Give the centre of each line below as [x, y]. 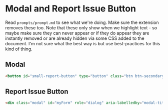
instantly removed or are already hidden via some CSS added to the [75, 38]
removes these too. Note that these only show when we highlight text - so [81, 27]
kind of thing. [19, 49]
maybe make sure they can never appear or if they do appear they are [77, 33]
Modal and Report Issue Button [71, 9]
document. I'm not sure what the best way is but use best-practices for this [83, 43]
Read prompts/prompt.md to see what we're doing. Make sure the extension [82, 22]
